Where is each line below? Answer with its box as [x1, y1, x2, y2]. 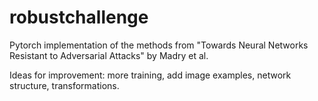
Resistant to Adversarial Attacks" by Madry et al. [9, 49, 209, 61]
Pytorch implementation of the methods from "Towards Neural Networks [9, 39, 309, 51]
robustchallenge [9, 6, 149, 29]
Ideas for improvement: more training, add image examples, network [9, 69, 292, 81]
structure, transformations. [9, 79, 120, 91]
